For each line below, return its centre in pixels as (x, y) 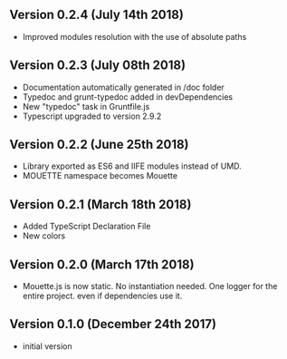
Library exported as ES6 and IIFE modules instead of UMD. (132, 166)
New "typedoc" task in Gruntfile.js (86, 106)
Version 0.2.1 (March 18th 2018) (100, 204)
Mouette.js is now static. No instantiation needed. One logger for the (150, 286)
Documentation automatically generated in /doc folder (123, 87)
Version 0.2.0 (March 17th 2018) (102, 264)
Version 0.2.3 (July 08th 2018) (98, 66)
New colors (44, 236)
